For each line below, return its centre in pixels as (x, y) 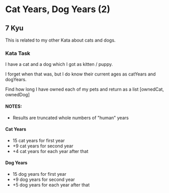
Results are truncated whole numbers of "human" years (71, 118)
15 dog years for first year (39, 174)
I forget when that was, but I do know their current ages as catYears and (80, 74)
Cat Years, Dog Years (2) (58, 9)
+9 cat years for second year (43, 146)
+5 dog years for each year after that (51, 185)
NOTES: (14, 106)
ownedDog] (17, 95)
